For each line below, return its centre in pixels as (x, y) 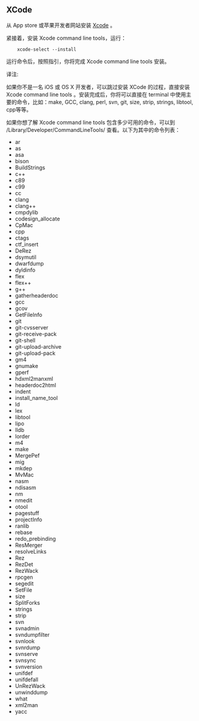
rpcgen (24, 577)
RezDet (24, 564)
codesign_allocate (37, 219)
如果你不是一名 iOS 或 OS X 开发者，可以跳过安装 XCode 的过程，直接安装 (98, 87)
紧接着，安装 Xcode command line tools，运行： (66, 38)
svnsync (25, 660)
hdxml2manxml (34, 378)
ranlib (22, 526)
